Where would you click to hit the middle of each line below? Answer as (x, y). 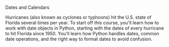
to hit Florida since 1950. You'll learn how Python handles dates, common (82, 33)
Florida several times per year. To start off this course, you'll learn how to (82, 23)
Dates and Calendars (27, 7)
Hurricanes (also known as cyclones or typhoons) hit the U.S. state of (78, 17)
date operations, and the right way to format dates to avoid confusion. (79, 39)
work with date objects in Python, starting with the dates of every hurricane (85, 28)
